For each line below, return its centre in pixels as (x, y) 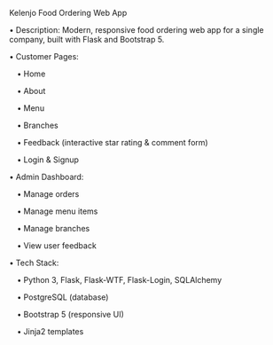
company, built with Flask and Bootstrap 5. (87, 39)
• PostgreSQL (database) (63, 297)
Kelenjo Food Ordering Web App (68, 13)
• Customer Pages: (44, 56)
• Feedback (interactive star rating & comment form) (113, 142)
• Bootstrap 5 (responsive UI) (70, 314)
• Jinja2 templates (51, 331)
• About (31, 91)
